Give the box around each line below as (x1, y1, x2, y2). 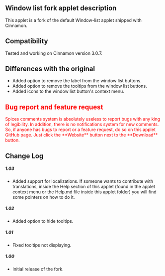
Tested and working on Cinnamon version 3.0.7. (5, 50, 103, 56)
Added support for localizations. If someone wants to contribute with (12, 178, 154, 184)
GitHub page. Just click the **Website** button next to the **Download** (5, 132, 158, 138)
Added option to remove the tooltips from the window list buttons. (12, 83, 148, 89)
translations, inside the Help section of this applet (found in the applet (12, 183, 156, 189)
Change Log (5, 151, 44, 160)
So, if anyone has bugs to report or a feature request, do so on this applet (5, 127, 156, 133)
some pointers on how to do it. (12, 194, 75, 200)
